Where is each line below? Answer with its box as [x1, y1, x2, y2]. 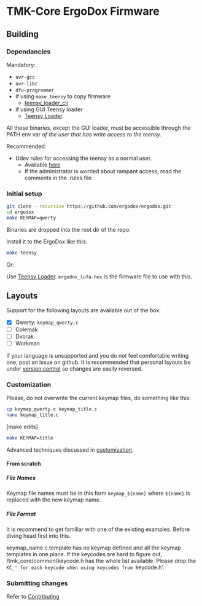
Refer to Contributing [6, 593, 60, 600]
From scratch [6, 460, 41, 468]
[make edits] [6, 423, 38, 430]
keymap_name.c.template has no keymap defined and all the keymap [6, 544, 181, 551]
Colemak [15, 326, 38, 333]
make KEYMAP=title [6, 435, 53, 441]
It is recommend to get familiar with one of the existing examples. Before [6, 525, 190, 533]
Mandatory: [6, 61, 36, 68]
